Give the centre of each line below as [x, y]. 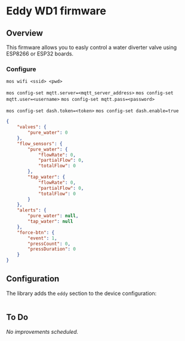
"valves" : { [32, 127]
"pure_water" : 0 [48, 133]
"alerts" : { [32, 210]
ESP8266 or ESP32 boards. [40, 54]
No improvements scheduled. [42, 331]
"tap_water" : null [50, 222]
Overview [25, 33]
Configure [21, 69]
